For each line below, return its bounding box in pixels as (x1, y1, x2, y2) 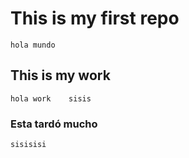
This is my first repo (10, 7, 180, 30)
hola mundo (10, 40, 56, 50)
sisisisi (10, 140, 47, 150)
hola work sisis (10, 93, 92, 104)
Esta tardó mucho (10, 117, 98, 131)
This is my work (10, 67, 111, 84)
